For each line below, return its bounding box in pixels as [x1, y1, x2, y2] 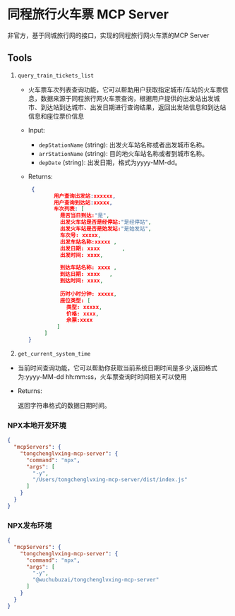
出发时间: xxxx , [59, 251, 104, 258]
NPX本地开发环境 [7, 421, 67, 430]
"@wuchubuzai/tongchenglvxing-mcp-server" [32, 576, 159, 584]
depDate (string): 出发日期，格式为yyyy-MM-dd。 [38, 158, 181, 167]
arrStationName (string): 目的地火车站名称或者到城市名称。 [38, 149, 209, 157]
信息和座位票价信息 [28, 111, 85, 120]
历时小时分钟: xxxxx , [59, 290, 117, 297]
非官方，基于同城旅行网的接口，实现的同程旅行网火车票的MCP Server [7, 31, 210, 40]
